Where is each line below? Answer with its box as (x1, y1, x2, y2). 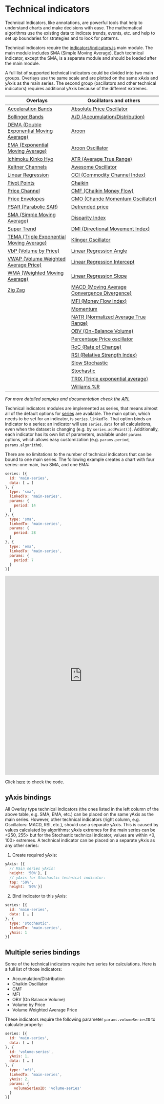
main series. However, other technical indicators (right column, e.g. (5, 816, 140, 822)
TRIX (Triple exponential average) (71, 375, 148, 382)
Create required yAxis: (12, 852, 57, 858)
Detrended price (71, 203, 109, 210)
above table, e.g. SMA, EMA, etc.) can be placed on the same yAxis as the (5, 812, 154, 817)
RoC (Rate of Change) (71, 343, 122, 350)
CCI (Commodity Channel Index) (71, 171, 146, 178)
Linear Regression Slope (71, 272, 127, 279)
